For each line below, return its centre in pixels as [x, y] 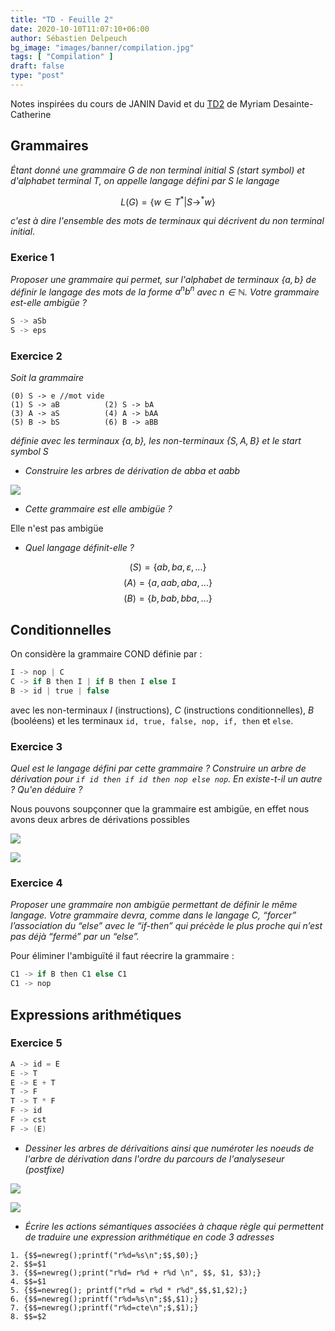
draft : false [37, 66]
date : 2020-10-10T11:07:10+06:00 [80, 29]
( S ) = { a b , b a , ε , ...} [168, 567]
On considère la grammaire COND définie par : [106, 654]
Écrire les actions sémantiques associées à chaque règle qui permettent [174, 1226]
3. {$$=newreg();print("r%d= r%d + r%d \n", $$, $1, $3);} [136, 1272]
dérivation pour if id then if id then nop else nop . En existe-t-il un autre [166, 779]
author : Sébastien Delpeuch [69, 38]
